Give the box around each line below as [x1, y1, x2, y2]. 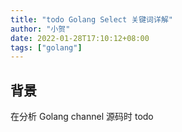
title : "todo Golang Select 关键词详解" [10, 14, 173, 25]
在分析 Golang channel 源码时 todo [10, 111, 154, 123]
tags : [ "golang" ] [10, 42, 83, 53]
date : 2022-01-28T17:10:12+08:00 [10, 33, 150, 43]
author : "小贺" [10, 24, 71, 34]
